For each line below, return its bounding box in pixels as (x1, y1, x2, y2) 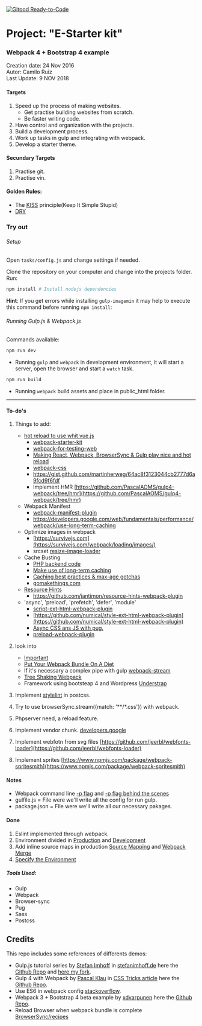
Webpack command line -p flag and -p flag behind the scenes (14, 790, 170, 797)
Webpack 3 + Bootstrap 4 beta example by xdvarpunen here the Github (14, 994, 192, 1001)
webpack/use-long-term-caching (32, 522, 116, 529)
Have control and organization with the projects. (14, 121, 134, 128)
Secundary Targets (6, 154, 55, 162)
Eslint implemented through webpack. (14, 830, 109, 837)
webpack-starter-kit (32, 439, 83, 446)
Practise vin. (14, 174, 46, 181)
